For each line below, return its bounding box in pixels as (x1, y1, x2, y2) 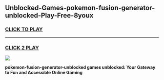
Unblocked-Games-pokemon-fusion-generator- (5, 4, 155, 12)
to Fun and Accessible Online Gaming (5, 69, 83, 75)
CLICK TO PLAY (5, 26, 43, 33)
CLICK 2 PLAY (5, 44, 39, 51)
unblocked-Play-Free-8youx (5, 12, 94, 20)
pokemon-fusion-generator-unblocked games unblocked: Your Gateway (5, 64, 156, 70)
